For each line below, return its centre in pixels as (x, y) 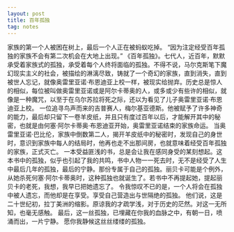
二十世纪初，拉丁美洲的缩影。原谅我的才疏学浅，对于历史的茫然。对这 (108, 204)
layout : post (26, 14)
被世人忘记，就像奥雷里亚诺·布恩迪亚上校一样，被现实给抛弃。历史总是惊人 (115, 82)
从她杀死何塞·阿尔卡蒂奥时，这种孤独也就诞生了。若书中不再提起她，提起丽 (115, 178)
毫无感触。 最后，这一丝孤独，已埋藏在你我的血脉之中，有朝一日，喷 (124, 212)
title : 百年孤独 (29, 20)
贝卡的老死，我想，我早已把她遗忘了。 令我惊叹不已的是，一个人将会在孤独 (115, 187)
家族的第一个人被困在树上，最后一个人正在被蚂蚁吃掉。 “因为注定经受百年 (113, 47)
